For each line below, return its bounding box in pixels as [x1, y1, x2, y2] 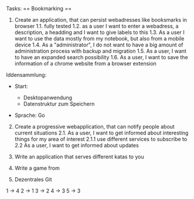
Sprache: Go [14, 112, 45, 119]
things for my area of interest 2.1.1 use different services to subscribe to [14, 136, 188, 143]
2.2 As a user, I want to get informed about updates [14, 142, 139, 149]
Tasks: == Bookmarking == [6, 5, 72, 12]
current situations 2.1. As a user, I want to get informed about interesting [14, 129, 189, 136]
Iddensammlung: [6, 72, 47, 78]
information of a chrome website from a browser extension [14, 60, 157, 67]
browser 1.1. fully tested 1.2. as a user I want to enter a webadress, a [14, 23, 179, 29]
